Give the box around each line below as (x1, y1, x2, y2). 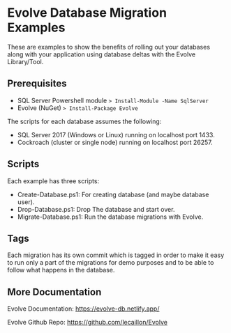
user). (17, 197, 35, 206)
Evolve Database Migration (7, 5, 167, 21)
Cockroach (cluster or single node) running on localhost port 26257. (17, 138, 213, 146)
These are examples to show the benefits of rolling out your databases (7, 42, 211, 51)
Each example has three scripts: (7, 176, 100, 185)
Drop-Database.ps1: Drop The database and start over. (17, 205, 175, 213)
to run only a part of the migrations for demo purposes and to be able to (7, 258, 214, 267)
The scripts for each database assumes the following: (7, 117, 162, 125)
